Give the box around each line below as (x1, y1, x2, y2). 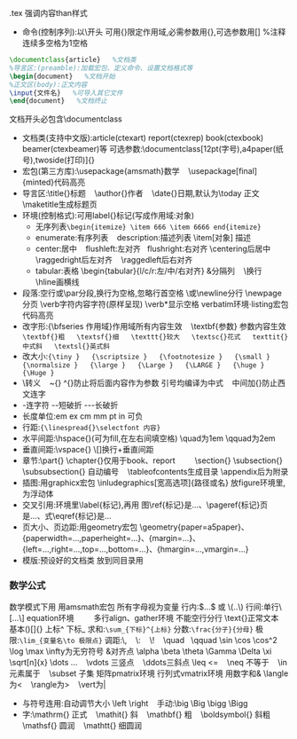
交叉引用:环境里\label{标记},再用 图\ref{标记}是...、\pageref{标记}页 (21, 499, 269, 510)
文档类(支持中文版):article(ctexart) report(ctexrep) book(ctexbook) (21, 132, 264, 144)
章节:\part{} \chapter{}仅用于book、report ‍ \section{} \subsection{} (21, 455, 284, 466)
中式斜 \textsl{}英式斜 (21, 342, 111, 351)
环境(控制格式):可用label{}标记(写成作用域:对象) (21, 210, 195, 221)
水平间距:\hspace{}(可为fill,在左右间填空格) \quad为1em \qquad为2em (21, 433, 277, 444)
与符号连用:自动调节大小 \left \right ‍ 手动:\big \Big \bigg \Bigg (21, 697, 248, 708)
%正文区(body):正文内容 (9, 80, 88, 89)
